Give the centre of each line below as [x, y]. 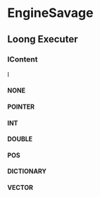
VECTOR [20, 188]
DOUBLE [20, 139]
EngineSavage [50, 13]
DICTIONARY [27, 172]
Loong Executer [43, 39]
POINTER [21, 107]
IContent [23, 59]
